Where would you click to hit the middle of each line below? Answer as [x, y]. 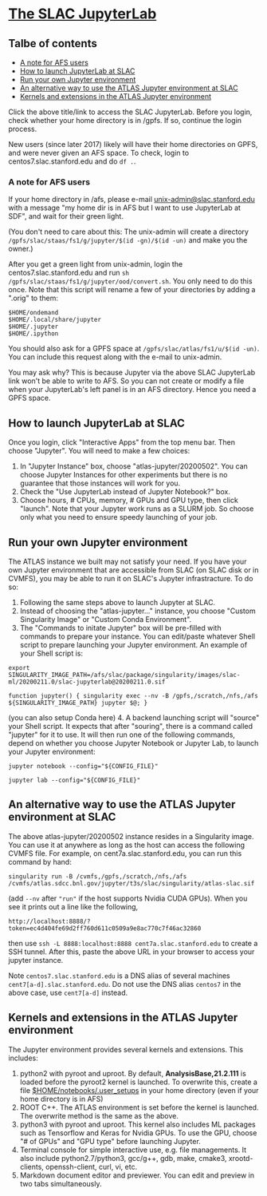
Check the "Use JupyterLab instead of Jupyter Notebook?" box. [125, 492]
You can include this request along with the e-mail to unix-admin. [115, 357]
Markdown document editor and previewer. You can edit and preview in [137, 1175]
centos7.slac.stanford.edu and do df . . [72, 161]
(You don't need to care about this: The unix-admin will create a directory [129, 232]
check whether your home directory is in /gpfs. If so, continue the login [125, 120]
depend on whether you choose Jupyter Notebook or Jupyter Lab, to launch [133, 743]
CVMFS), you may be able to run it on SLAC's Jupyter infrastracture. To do [131, 578]
